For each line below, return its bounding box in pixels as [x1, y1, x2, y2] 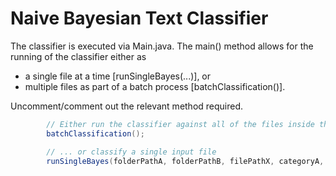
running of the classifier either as [10, 50, 147, 62]
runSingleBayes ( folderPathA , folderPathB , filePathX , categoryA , [46, 156, 325, 166]
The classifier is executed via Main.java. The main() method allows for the [10, 40, 314, 52]
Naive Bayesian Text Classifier [10, 7, 269, 30]
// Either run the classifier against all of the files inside [46, 119, 315, 129]
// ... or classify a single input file [46, 147, 217, 157]
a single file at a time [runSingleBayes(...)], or [24, 70, 212, 82]
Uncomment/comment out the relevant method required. [10, 100, 244, 112]
